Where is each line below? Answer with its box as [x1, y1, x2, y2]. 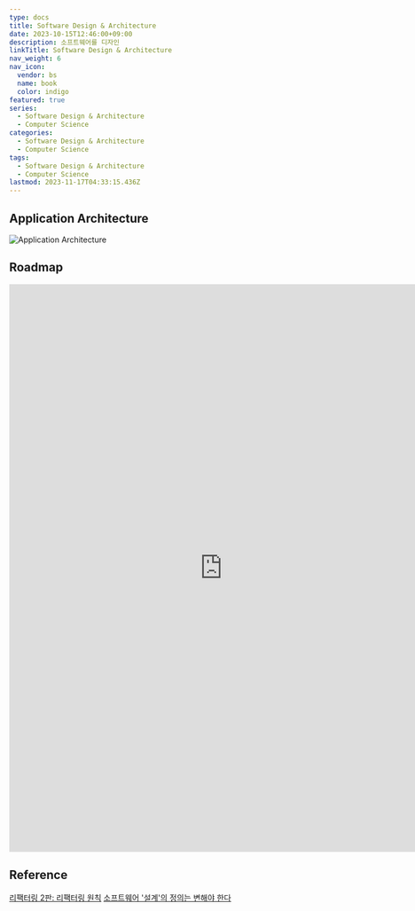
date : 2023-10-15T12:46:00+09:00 [9, 29, 133, 38]
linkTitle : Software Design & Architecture [9, 46, 173, 55]
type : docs [9, 12, 50, 22]
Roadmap [9, 260, 64, 275]
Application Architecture [9, 210, 149, 226]
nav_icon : [9, 63, 46, 72]
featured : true [9, 95, 66, 105]
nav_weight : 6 [9, 54, 62, 63]
